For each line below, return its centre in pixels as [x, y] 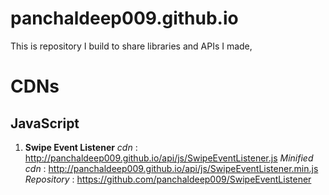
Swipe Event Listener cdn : [81, 147]
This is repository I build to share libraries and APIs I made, [131, 46]
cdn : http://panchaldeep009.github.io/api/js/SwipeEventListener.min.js [171, 168]
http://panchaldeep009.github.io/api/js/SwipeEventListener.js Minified [169, 158]
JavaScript [45, 123]
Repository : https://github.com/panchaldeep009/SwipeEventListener [168, 179]
